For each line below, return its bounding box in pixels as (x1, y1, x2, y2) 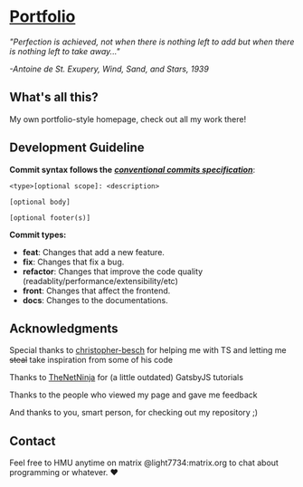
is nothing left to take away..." (9, 45, 120, 56)
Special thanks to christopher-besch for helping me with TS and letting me (9, 345, 287, 356)
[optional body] (9, 197, 71, 206)
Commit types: (9, 229, 67, 240)
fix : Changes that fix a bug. (22, 256, 125, 267)
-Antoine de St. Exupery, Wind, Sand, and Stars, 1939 (9, 63, 210, 74)
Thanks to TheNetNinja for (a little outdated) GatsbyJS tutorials (9, 372, 244, 383)
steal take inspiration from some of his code (9, 355, 174, 366)
